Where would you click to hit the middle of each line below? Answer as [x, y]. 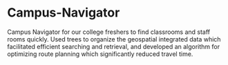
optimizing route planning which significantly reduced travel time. [100, 54]
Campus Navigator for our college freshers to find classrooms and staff [109, 32]
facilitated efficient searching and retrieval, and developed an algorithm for [113, 46]
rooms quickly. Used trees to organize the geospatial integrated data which [114, 39]
